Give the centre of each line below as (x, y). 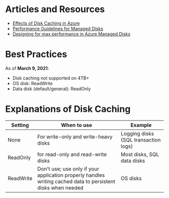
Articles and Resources (55, 9)
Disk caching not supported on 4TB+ (51, 78)
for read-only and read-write (72, 154)
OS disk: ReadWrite (32, 83)
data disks (133, 161)
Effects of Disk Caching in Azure (46, 23)
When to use (77, 125)
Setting (20, 125)
